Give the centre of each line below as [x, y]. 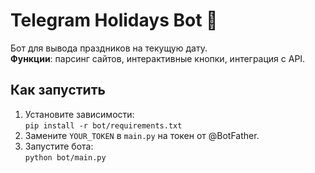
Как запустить [58, 90]
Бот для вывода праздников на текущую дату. [109, 48]
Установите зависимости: [79, 114]
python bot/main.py [65, 157]
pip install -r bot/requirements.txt [103, 125]
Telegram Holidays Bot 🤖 [114, 20]
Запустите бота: [59, 146]
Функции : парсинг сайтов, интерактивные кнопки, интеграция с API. [158, 58]
